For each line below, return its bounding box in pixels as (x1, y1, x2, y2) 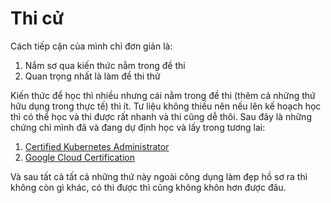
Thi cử (10, 7, 65, 30)
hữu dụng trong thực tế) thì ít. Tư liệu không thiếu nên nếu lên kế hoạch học (10, 100, 322, 112)
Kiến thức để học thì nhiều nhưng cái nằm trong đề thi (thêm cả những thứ (10, 89, 316, 101)
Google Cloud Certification (24, 151, 135, 163)
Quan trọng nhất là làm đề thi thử (24, 70, 161, 82)
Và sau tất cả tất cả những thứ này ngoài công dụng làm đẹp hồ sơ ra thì (10, 170, 308, 182)
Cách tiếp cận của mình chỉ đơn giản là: (10, 40, 173, 52)
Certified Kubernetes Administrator (24, 140, 170, 152)
